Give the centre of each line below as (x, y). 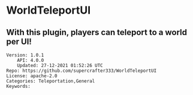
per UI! (19, 41)
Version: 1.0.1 (25, 55)
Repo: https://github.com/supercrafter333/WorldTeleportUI (82, 71)
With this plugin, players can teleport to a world (97, 32)
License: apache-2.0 (32, 76)
